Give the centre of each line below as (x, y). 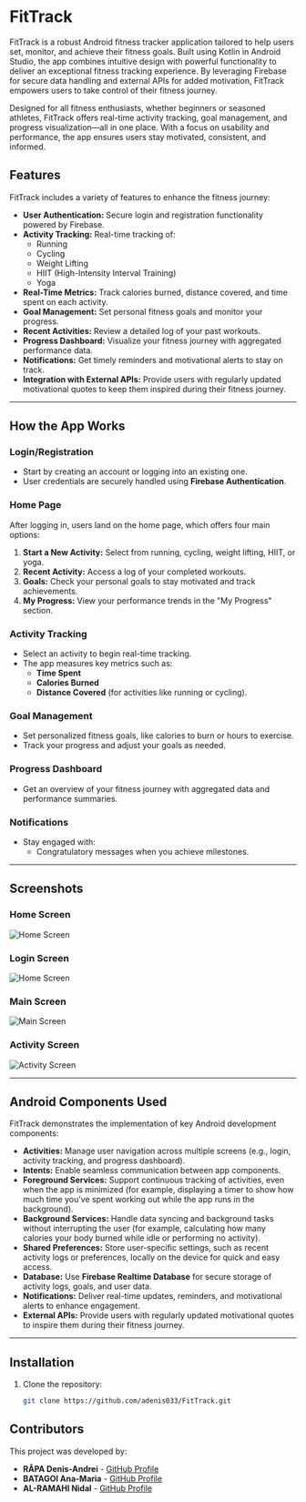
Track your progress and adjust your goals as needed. (124, 746)
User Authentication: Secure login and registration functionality (143, 215)
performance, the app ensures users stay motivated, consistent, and (138, 137)
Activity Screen (45, 1045)
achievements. (50, 591)
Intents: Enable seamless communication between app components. (152, 1171)
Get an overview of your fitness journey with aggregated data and (146, 788)
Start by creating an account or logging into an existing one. (135, 472)
